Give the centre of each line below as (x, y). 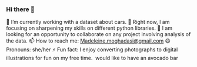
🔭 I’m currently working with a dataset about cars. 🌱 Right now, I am (88, 22)
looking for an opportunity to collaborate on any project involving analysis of (98, 34)
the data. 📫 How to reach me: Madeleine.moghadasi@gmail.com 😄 (88, 41)
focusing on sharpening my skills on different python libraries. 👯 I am (89, 28)
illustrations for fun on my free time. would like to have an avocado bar (92, 58)
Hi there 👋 (21, 9)
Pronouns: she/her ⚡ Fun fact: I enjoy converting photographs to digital (92, 50)
